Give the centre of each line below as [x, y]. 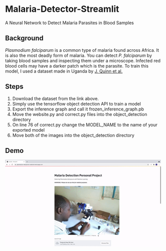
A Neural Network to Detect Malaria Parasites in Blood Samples [70, 23]
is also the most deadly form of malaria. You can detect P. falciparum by [79, 55]
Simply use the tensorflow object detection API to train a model [77, 104]
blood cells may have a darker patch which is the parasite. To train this [77, 66]
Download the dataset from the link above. [55, 98]
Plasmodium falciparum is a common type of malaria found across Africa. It [82, 50]
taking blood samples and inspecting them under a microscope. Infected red [83, 61]
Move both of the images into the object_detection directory [73, 135]
